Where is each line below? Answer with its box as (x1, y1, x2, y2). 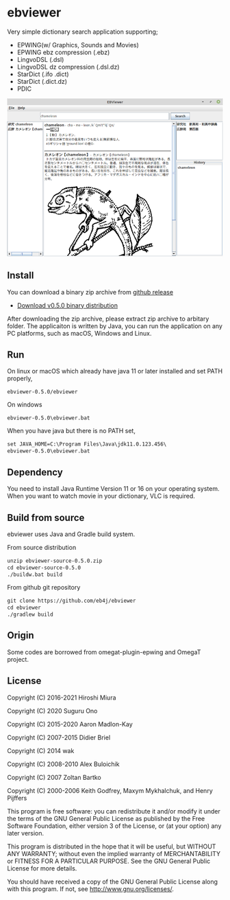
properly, (7, 374, 33, 382)
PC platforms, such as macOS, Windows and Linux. (7, 329, 152, 337)
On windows (7, 400, 42, 409)
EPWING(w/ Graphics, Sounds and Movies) (16, 41, 139, 49)
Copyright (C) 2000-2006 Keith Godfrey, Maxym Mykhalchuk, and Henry (7, 786, 214, 794)
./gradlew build (7, 611, 53, 619)
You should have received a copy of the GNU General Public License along (7, 877, 218, 886)
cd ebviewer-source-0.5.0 (7, 564, 81, 571)
